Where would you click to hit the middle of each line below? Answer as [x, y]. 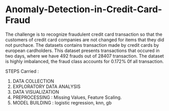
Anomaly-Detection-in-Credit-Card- [84, 9]
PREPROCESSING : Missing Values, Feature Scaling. [67, 97]
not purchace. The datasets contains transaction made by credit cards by [82, 45]
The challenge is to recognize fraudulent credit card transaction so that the [84, 34]
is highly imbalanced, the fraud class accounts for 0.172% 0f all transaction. [84, 61]
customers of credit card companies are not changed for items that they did [85, 40]
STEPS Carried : [22, 71]
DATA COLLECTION [33, 81]
